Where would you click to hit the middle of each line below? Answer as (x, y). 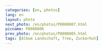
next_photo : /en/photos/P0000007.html (46, 24)
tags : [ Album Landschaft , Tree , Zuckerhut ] (52, 39)
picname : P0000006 (25, 29)
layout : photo (20, 19)
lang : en (14, 15)
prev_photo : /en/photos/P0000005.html (46, 34)
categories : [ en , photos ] (32, 10)
